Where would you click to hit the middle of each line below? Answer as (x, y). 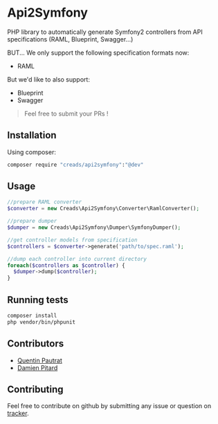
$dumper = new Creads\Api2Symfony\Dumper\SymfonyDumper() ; (94, 228)
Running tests (38, 300)
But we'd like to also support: (48, 79)
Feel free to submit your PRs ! (66, 113)
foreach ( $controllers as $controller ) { (66, 265)
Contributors (36, 344)
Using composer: (32, 152)
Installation (32, 135)
